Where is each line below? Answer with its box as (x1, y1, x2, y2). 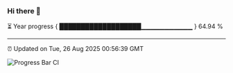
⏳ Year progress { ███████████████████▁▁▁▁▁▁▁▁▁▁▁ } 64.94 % (7, 22, 223, 30)
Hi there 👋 (7, 6, 42, 16)
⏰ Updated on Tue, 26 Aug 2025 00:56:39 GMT (7, 45, 144, 53)
